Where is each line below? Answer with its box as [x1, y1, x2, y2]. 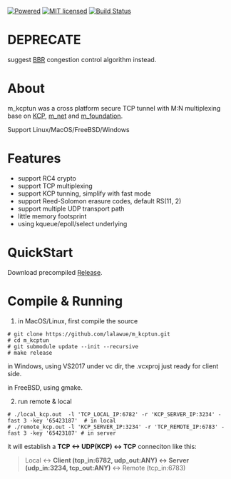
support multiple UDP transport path [17, 204, 125, 213]
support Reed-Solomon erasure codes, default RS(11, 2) [17, 196, 182, 205]
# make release [7, 349, 53, 356]
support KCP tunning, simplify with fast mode [17, 189, 151, 198]
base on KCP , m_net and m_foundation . [7, 111, 123, 120]
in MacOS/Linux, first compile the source [17, 316, 138, 325]
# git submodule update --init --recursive [7, 343, 139, 350]
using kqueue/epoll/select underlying [17, 219, 128, 228]
